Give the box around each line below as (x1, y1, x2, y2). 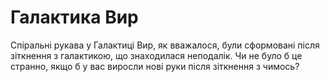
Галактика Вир (10, 6, 139, 29)
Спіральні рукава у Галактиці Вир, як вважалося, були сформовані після (10, 39, 320, 51)
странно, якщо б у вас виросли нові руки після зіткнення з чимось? (10, 60, 300, 72)
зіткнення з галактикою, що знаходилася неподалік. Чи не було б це (10, 49, 303, 61)
